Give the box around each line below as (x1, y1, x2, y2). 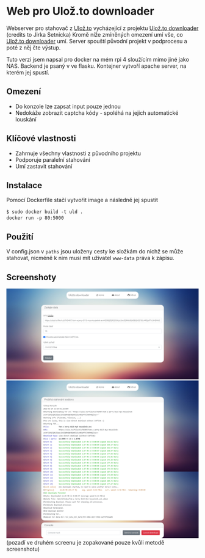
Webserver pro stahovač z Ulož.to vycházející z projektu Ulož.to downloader (6, 24, 199, 32)
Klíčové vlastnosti (6, 133, 76, 144)
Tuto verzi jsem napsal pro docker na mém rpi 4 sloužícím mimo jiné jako (6, 56, 189, 63)
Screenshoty (6, 272, 57, 282)
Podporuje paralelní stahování (15, 156, 90, 163)
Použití (6, 231, 34, 242)
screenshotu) (6, 545, 40, 553)
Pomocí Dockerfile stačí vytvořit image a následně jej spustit (6, 197, 159, 204)
